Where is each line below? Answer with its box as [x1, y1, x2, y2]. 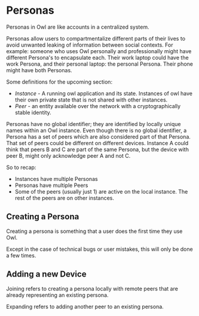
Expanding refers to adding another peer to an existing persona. [6, 303, 164, 310]
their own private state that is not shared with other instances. [14, 96, 168, 103]
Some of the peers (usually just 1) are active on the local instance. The [14, 188, 188, 195]
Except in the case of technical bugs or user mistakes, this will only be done [6, 246, 193, 253]
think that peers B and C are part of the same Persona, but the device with [6, 146, 189, 153]
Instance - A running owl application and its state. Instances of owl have [14, 90, 193, 97]
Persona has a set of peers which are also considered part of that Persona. [6, 133, 191, 140]
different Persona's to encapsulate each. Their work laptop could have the [6, 54, 189, 61]
